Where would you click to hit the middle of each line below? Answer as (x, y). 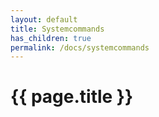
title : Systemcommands (57, 29)
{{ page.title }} (72, 97)
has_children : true (51, 38)
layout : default (44, 19)
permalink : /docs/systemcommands (80, 47)
